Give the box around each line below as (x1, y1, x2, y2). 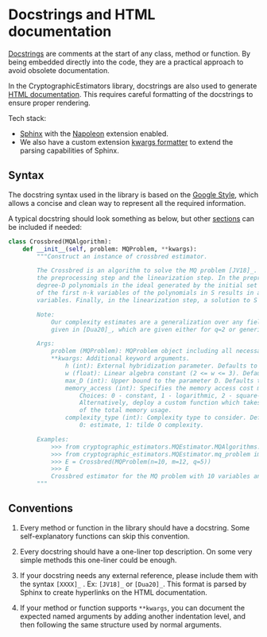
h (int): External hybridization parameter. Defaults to (64, 362, 258, 370)
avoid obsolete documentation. (8, 65, 110, 75)
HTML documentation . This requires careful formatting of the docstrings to (8, 89, 253, 99)
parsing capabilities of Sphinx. (19, 146, 119, 155)
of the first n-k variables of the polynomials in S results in (37, 289, 254, 297)
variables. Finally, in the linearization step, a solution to (37, 296, 250, 304)
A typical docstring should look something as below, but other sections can (8, 213, 255, 223)
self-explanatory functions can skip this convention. (19, 531, 191, 541)
